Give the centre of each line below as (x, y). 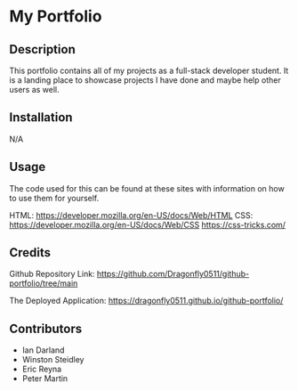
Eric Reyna (42, 369)
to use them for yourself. (54, 198)
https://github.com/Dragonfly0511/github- (173, 274)
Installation (41, 118)
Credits (30, 253)
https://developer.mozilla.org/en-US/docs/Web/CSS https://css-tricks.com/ (148, 224)
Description (42, 49)
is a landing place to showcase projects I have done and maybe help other (145, 80)
